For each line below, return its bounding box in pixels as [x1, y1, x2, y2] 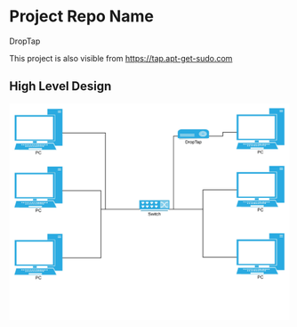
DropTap [9, 36, 41, 46]
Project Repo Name [9, 6, 154, 27]
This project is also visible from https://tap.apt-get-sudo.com [9, 53, 233, 63]
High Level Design [9, 78, 112, 94]
